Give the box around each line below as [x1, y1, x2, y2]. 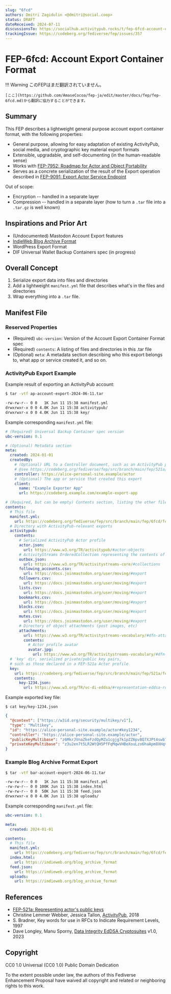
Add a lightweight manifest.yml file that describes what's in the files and [12, 283, 164, 289]
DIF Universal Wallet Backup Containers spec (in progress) [12, 249, 136, 255]
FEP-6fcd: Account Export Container [5, 53, 164, 65]
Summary [5, 112, 37, 121]
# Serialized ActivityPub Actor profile [18, 538, 106, 543]
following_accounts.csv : [18, 566, 72, 571]
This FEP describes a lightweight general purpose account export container [5, 126, 164, 132]
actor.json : [18, 543, 44, 548]
